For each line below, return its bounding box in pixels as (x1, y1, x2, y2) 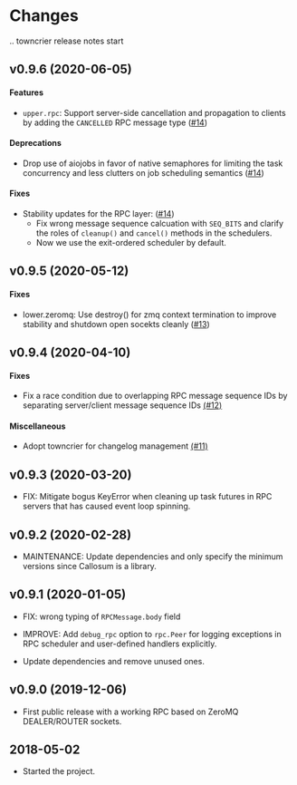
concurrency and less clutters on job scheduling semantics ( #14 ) (22, 167, 264, 178)
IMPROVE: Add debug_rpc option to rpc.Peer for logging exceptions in (22, 628, 283, 639)
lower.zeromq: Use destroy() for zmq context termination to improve (22, 309, 277, 320)
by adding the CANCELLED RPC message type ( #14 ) (22, 117, 208, 128)
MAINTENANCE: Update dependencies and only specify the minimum (22, 550, 283, 562)
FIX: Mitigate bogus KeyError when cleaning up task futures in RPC (22, 491, 273, 502)
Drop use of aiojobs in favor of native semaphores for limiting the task (22, 158, 283, 169)
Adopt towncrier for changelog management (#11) (22, 441, 208, 451)
